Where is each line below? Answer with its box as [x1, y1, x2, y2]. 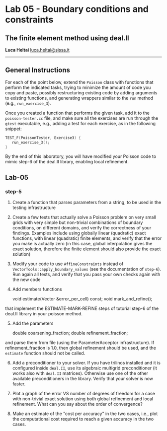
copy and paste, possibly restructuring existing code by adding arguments [5, 89, 158, 95]
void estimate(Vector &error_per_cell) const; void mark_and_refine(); [12, 296, 153, 302]
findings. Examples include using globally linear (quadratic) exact [12, 230, 146, 236]
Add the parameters [12, 320, 54, 326]
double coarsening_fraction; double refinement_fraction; [12, 330, 128, 336]
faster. [12, 381, 26, 387]
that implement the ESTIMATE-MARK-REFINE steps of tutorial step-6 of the [5, 305, 159, 311]
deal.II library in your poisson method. [5, 311, 83, 317]
